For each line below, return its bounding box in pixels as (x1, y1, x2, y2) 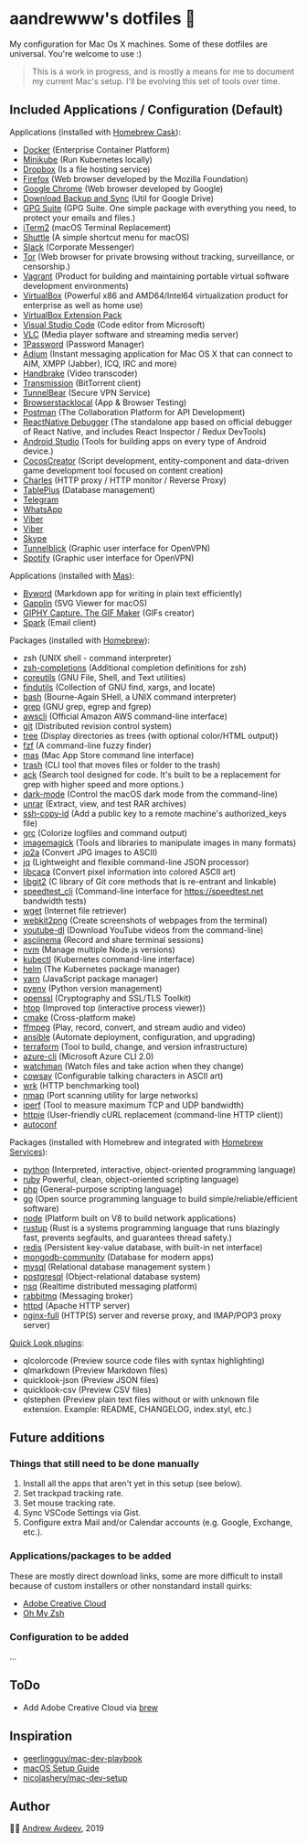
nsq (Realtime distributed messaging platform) (22, 1280, 198, 1291)
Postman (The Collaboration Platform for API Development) (22, 406, 246, 417)
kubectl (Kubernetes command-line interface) (22, 953, 196, 964)
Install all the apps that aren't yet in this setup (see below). (22, 1478, 243, 1489)
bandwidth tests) (22, 895, 87, 906)
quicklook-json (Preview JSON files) (22, 1374, 160, 1385)
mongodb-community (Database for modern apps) (22, 1251, 215, 1262)
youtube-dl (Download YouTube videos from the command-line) (22, 924, 264, 936)
